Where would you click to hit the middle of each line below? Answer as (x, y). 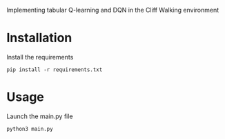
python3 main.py (30, 129)
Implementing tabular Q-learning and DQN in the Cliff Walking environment (113, 10)
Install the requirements (40, 57)
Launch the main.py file (40, 116)
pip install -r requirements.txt (55, 69)
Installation (39, 38)
